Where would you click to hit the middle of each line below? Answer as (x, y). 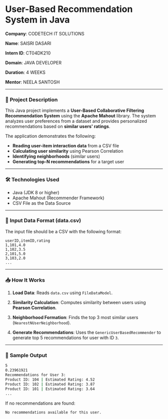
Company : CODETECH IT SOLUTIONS (45, 33)
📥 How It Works (25, 280)
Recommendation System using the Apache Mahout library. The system (81, 116)
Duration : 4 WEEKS (25, 72)
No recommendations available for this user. (53, 412)
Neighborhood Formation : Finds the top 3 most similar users (75, 318)
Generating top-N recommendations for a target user (68, 162)
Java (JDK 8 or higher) (36, 192)
